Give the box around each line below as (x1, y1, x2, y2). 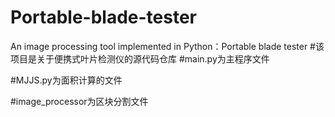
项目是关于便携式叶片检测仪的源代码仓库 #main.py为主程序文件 (10, 52, 270, 65)
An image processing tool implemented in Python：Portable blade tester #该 (10, 40, 325, 52)
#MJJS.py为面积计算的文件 (10, 74, 123, 86)
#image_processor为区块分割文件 (10, 95, 149, 107)
